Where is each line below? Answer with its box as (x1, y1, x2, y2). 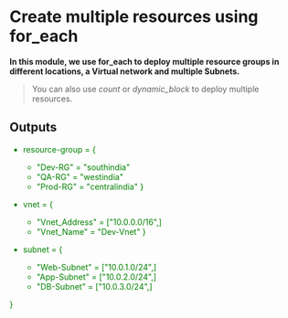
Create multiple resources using (9, 6, 259, 27)
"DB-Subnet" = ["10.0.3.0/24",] (36, 281, 153, 291)
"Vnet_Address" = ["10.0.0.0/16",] (36, 217, 163, 228)
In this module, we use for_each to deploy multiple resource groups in (9, 56, 280, 67)
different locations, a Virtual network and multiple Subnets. (9, 66, 240, 77)
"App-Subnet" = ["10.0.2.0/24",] (36, 271, 157, 282)
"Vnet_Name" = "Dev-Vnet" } (36, 226, 146, 237)
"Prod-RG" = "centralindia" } (36, 181, 144, 192)
